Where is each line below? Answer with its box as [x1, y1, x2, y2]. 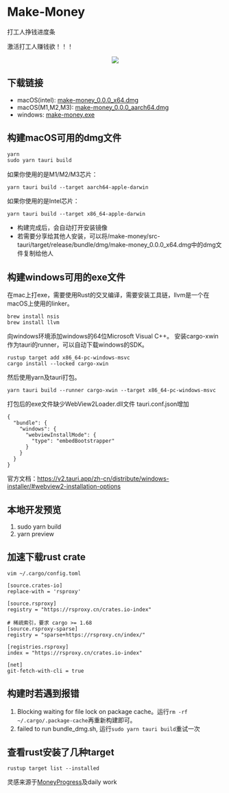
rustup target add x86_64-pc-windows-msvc [7, 354, 130, 361]
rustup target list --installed [7, 765, 99, 772]
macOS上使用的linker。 [7, 299, 73, 308]
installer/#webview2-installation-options [7, 482, 121, 491]
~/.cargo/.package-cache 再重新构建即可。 [16, 715, 136, 724]
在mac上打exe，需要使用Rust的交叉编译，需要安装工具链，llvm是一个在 [7, 291, 210, 299]
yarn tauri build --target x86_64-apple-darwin [7, 211, 146, 218]
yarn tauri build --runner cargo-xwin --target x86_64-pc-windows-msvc [7, 387, 216, 394]
